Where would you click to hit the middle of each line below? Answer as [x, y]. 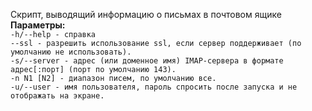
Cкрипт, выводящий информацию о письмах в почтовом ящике [146, 14]
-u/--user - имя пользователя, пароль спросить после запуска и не [154, 87]
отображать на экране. [57, 96]
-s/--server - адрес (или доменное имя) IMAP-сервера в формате [147, 61]
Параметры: [38, 25]
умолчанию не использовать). [71, 52]
